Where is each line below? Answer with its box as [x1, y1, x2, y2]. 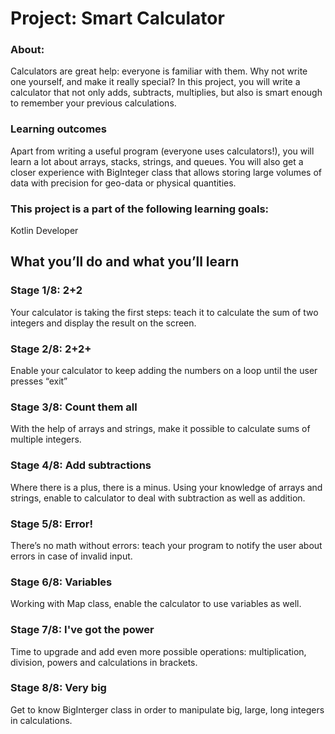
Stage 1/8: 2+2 [10, 283, 83, 297]
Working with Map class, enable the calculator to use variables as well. [10, 598, 302, 610]
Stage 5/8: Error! [10, 517, 93, 531]
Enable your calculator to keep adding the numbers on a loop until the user [10, 365, 318, 377]
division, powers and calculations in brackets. [10, 656, 198, 668]
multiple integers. [10, 433, 82, 446]
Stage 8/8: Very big [10, 681, 107, 695]
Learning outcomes [10, 122, 107, 136]
